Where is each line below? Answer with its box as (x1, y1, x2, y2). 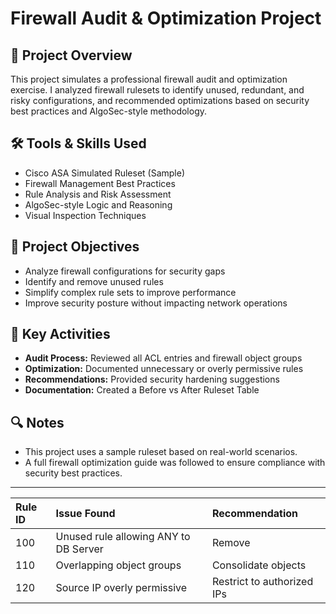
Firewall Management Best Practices (24, 177, 176, 189)
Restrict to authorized (211, 575, 314, 589)
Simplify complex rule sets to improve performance (24, 286, 237, 298)
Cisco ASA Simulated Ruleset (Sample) (24, 167, 186, 179)
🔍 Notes (10, 414, 65, 431)
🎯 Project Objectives (10, 238, 140, 256)
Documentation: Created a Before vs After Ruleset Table (24, 384, 260, 396)
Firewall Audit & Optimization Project (10, 7, 322, 30)
